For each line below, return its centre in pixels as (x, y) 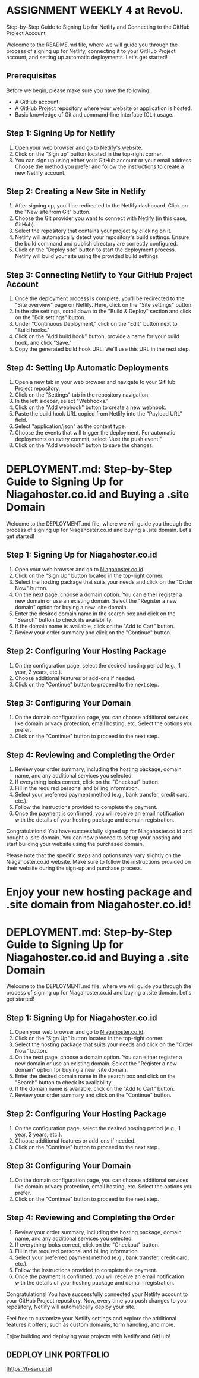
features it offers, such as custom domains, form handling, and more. (91, 1324)
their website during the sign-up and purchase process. (74, 868)
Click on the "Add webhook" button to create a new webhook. (90, 407)
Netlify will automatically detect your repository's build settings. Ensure (102, 237)
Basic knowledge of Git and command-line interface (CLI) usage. (94, 114)
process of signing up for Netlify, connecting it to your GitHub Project (91, 51)
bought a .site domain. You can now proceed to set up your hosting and (94, 838)
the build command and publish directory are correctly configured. (96, 244)
